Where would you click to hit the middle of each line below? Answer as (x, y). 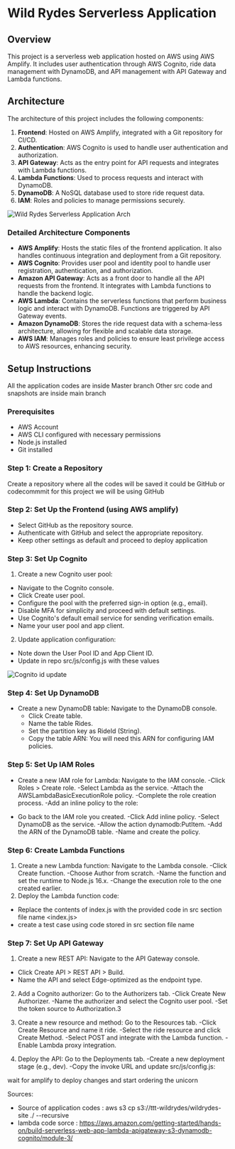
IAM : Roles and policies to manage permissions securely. (102, 200)
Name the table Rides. (61, 724)
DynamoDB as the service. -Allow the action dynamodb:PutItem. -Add (120, 824)
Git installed (35, 450)
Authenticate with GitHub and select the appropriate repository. (110, 533)
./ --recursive (50, 1116)
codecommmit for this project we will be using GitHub (86, 491)
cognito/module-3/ (45, 1138)
